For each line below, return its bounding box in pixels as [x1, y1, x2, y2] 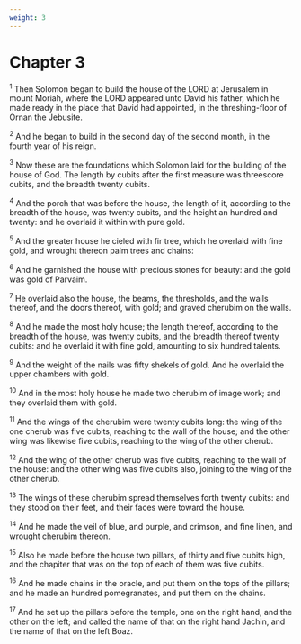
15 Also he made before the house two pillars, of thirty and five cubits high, [9, 548, 286, 560]
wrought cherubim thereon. [9, 531, 111, 541]
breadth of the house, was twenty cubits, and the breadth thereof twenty [9, 331, 279, 341]
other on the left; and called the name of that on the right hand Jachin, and [9, 616, 286, 627]
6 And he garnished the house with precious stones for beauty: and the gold [9, 262, 291, 275]
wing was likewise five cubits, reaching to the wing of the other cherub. [9, 435, 274, 446]
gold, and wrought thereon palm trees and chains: [9, 245, 195, 256]
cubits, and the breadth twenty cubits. [9, 178, 151, 189]
